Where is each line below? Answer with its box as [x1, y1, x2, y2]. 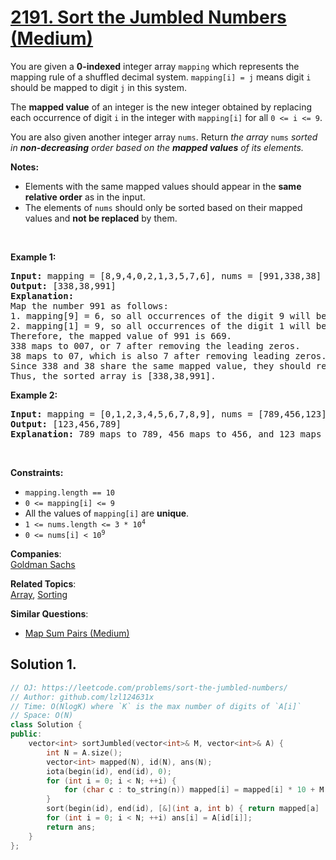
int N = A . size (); [46, 747, 123, 758]
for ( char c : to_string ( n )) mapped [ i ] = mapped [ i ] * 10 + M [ [63, 785, 329, 795]
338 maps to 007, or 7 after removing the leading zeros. [10, 340, 301, 351]
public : [10, 729, 43, 740]
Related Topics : [10, 577, 77, 590]
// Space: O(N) [10, 711, 74, 721]
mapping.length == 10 [24, 487, 115, 498]
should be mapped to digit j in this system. [10, 81, 187, 93]
